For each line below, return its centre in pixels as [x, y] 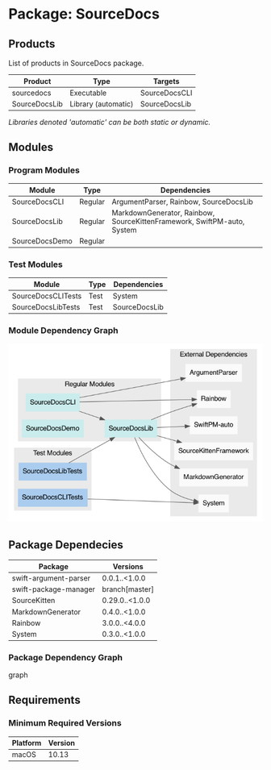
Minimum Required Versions [65, 723]
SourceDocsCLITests [47, 296]
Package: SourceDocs [84, 14]
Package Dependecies [66, 545]
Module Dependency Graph [63, 330]
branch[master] [128, 589]
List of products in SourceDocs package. [76, 63]
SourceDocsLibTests [46, 307]
